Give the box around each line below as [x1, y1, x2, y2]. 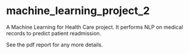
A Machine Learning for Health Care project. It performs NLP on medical [6, 23, 183, 31]
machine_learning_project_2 [6, 4, 150, 18]
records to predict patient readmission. [6, 29, 102, 36]
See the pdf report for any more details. [6, 41, 103, 48]
